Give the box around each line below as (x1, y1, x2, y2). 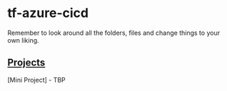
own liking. (7, 36, 39, 44)
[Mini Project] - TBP (7, 75, 66, 84)
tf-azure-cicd (7, 5, 89, 21)
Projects (7, 57, 46, 69)
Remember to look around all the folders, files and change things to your (7, 28, 220, 37)
